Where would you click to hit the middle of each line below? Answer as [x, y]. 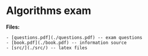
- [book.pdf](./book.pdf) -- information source [66, 43]
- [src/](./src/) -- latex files [47, 48]
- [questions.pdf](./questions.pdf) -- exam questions [74, 37]
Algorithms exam [49, 11]
